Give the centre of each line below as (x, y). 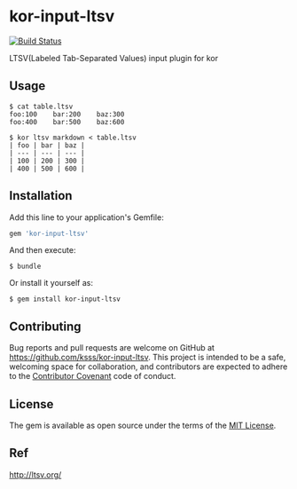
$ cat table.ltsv (41, 106)
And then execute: (43, 250)
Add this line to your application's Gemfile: (86, 217)
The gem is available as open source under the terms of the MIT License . (143, 426)
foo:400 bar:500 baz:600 (67, 122)
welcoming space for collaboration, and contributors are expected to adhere (148, 367)
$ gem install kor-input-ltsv (65, 299)
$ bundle (25, 267)
